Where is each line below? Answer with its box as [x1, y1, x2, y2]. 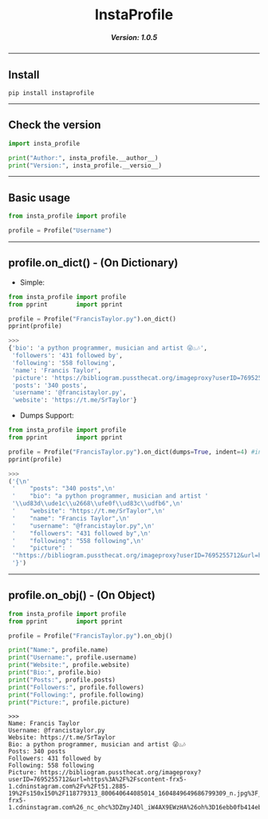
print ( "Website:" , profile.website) [8, 661, 130, 669]
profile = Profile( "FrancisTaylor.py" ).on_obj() [8, 632, 173, 640]
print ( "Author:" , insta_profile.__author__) [8, 154, 159, 162]
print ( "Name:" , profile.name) [8, 646, 109, 654]
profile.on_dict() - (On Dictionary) [8, 256, 179, 270]
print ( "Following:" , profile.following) [8, 690, 145, 699]
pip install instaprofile [8, 89, 94, 97]
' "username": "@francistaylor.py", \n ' [11, 521, 156, 529]
